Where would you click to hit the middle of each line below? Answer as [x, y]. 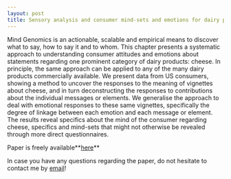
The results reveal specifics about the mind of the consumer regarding [107, 119]
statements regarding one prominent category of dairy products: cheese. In [114, 61]
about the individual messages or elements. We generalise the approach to [113, 97]
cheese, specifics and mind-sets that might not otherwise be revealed [106, 127]
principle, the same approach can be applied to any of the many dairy [106, 69]
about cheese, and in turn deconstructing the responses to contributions [110, 91]
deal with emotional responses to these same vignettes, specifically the [108, 105]
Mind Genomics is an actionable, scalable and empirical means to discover [113, 39]
